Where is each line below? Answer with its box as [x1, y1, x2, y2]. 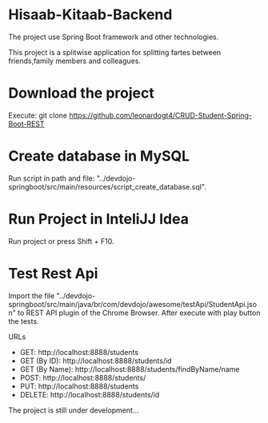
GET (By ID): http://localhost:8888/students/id [19, 356, 172, 365]
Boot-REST [8, 118, 46, 129]
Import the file [8, 290, 55, 301]
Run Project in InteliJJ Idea [8, 210, 190, 228]
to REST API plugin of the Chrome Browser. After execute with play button [17, 308, 261, 317]
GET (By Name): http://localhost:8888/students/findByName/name [19, 364, 240, 373]
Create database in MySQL [8, 147, 190, 166]
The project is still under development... [8, 405, 139, 415]
